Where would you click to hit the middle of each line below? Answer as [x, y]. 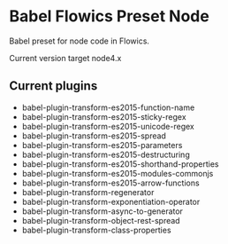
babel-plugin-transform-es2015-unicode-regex [108, 126]
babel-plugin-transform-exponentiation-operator [111, 201]
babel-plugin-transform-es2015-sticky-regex [104, 116]
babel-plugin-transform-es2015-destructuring [106, 154]
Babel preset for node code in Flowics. [80, 41]
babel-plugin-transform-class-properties [96, 230]
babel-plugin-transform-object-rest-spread [101, 220]
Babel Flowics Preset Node [109, 16]
